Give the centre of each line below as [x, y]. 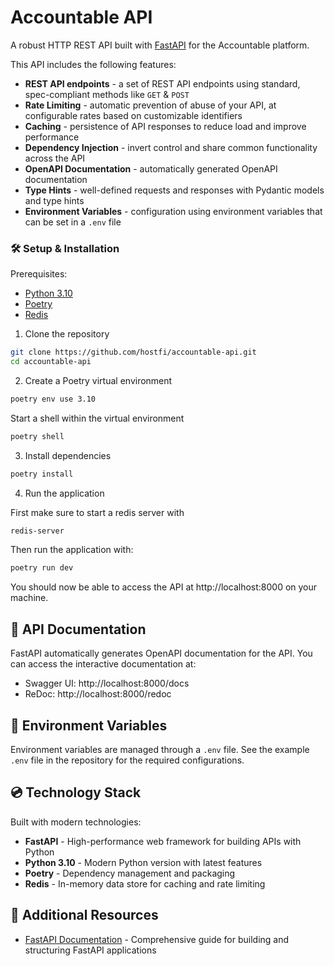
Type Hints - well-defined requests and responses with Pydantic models [174, 190]
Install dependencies [68, 455]
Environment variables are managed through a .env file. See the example [160, 749]
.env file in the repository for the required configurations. [127, 760]
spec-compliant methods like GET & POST [107, 94]
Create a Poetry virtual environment [98, 380]
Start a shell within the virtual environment [97, 418]
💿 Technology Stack [76, 792]
